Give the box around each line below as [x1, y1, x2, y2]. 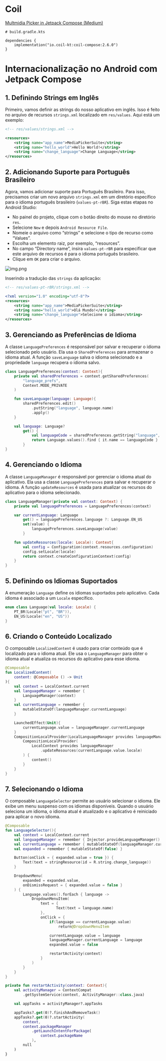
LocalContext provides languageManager [31, 743, 114, 748]
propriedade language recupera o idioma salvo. [5, 359, 101, 365]
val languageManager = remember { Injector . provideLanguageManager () [14, 837, 161, 842]
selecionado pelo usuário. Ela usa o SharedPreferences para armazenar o [5, 349, 153, 355]
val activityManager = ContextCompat [14, 988, 92, 993]
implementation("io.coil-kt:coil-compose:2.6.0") [14, 42, 119, 48]
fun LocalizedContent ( [5, 670, 52, 675]
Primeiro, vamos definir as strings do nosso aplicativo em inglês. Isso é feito [5, 106, 160, 112]
